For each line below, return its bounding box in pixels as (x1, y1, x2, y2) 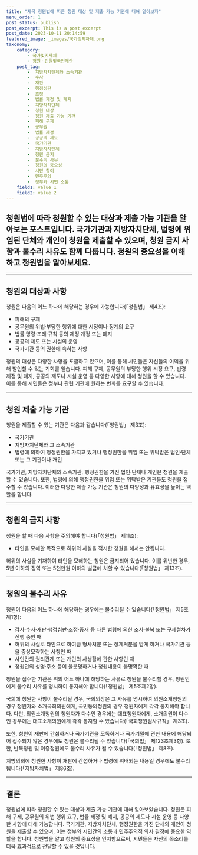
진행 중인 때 (14, 633, 42, 640)
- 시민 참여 (27, 168, 54, 174)
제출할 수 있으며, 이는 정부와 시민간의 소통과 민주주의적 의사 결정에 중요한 (16, 828, 186, 835)
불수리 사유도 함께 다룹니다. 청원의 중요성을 (22, 246, 169, 256)
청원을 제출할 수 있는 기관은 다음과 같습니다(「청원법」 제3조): (6, 421, 147, 428)
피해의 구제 (14, 316, 41, 323)
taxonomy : (6, 42, 31, 48)
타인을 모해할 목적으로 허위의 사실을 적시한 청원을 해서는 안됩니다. (14, 544, 166, 551)
